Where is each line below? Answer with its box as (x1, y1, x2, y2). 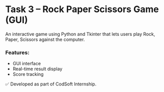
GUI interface (12, 61, 41, 67)
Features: (5, 49, 30, 56)
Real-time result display (12, 66, 63, 72)
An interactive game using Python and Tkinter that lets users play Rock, (5, 31, 155, 37)
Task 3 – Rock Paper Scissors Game (5, 4, 159, 15)
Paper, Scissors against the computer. (5, 36, 85, 42)
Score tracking (12, 71, 44, 77)
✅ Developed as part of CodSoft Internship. (5, 81, 97, 87)
